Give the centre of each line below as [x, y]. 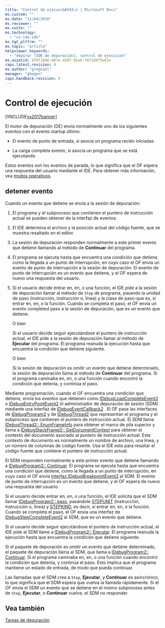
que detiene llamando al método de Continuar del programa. [74, 248]
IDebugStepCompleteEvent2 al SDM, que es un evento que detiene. [74, 517]
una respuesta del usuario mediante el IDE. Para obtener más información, [81, 170]
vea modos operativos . [28, 176]
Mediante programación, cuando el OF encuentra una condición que [74, 393]
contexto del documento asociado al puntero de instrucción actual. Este [78, 435]
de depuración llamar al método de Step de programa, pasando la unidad [86, 293]
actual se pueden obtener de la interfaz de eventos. [65, 218]
